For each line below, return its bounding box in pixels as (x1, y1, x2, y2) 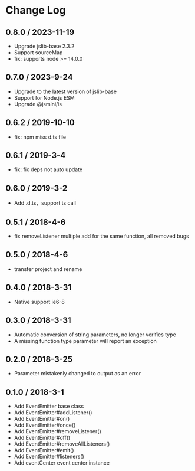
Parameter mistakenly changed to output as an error (14, 370, 141, 377)
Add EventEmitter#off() (14, 434, 71, 441)
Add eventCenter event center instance (14, 459, 110, 466)
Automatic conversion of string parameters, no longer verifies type (14, 331, 176, 338)
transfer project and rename (14, 265, 82, 272)
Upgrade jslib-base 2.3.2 (14, 42, 75, 50)
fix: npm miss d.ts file (14, 133, 66, 140)
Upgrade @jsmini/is (14, 100, 62, 107)
